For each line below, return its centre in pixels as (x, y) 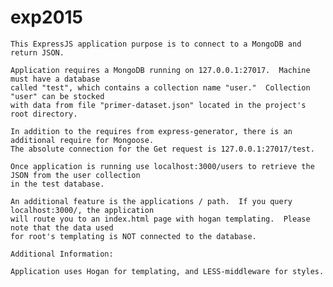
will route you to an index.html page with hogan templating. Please (160, 219)
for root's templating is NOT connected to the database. (133, 236)
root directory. (44, 114)
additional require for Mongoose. (82, 140)
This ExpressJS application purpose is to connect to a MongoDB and (156, 44)
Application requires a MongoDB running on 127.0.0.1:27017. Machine (160, 70)
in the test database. (57, 184)
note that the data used (62, 227)
